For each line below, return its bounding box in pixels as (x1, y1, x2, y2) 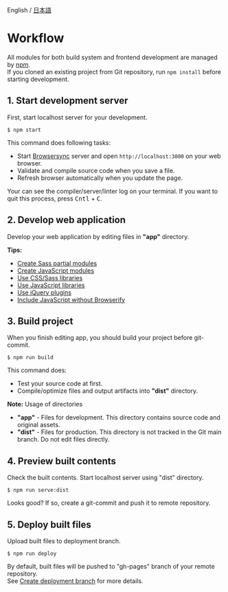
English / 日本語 (7, 6, 52, 14)
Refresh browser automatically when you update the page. (16, 174, 183, 182)
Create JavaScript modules (16, 266, 95, 275)
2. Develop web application (7, 214, 126, 226)
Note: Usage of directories (7, 400, 83, 409)
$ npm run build (7, 354, 54, 361)
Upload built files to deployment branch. (7, 537, 122, 545)
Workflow (7, 30, 65, 46)
